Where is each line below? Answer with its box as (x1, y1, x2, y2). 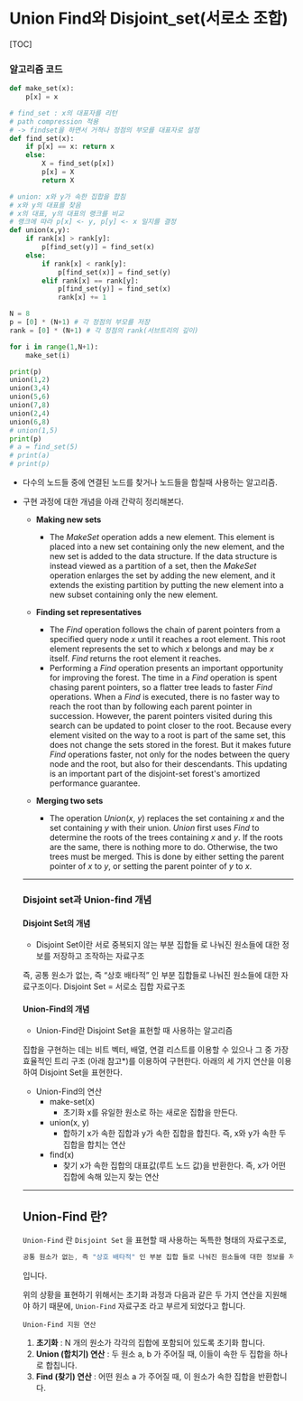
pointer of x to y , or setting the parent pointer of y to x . (49, 861, 252, 872)
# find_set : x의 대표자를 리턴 (9, 108, 118, 117)
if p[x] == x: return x (25, 142, 115, 152)
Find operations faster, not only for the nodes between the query (49, 749, 290, 760)
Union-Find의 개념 (22, 1004, 90, 1014)
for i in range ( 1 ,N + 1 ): (9, 342, 99, 351)
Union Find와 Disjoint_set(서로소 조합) (9, 8, 289, 29)
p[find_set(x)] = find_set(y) (57, 267, 171, 276)
